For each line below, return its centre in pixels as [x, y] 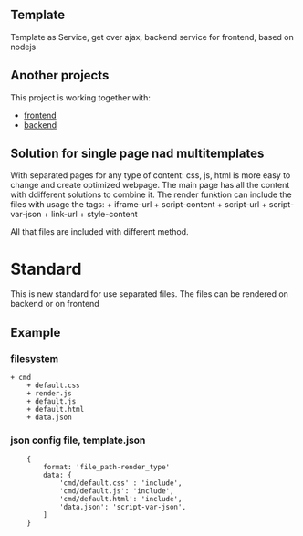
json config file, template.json [78, 440]
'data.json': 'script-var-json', [122, 507]
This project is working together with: [81, 97]
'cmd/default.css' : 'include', [120, 483]
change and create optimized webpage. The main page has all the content [150, 185]
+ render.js [49, 394]
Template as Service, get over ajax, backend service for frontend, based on [152, 37]
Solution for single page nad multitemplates [137, 154]
